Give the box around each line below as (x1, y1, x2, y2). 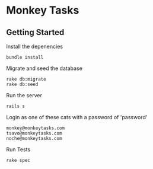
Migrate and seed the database (6, 65, 83, 72)
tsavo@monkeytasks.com (6, 130, 62, 136)
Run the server (6, 92, 43, 98)
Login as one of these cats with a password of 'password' (6, 114, 148, 120)
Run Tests (6, 146, 31, 153)
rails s (6, 103, 26, 109)
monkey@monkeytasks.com (6, 125, 65, 131)
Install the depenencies (6, 43, 63, 50)
